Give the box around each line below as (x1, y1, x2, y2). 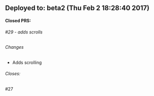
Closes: (5, 71, 21, 77)
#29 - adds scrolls (5, 29, 43, 35)
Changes (5, 44, 24, 50)
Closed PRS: (5, 17, 31, 24)
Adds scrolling (12, 59, 42, 65)
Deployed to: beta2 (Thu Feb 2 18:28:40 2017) (5, 4, 150, 12)
